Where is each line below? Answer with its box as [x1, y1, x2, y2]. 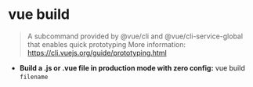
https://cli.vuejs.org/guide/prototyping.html [27, 48, 167, 57]
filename [19, 73, 49, 81]
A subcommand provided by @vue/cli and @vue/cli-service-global [27, 31, 244, 41]
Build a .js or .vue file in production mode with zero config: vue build [19, 63, 245, 72]
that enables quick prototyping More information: [27, 39, 186, 49]
